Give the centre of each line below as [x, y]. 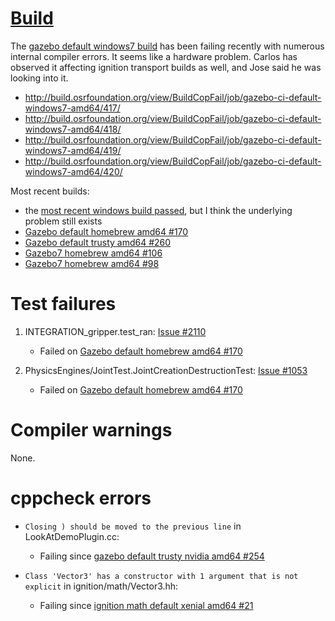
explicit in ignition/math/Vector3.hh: [101, 586]
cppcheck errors [81, 498]
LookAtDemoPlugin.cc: [72, 536]
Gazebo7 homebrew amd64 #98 [92, 263]
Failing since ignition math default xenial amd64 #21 [146, 605]
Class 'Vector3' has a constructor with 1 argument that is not [161, 576]
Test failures [63, 304]
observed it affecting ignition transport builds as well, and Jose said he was [166, 67]
